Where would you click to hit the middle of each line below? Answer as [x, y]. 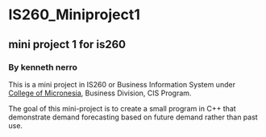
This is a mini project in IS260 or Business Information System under [122, 84]
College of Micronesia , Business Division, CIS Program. [100, 93]
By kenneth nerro [43, 67]
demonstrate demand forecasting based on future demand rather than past [133, 117]
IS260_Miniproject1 [75, 15]
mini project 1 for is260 [67, 44]
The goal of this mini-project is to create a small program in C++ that [122, 108]
